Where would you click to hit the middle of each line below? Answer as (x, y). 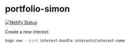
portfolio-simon (37, 9)
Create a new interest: (27, 32)
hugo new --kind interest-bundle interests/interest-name (65, 40)
